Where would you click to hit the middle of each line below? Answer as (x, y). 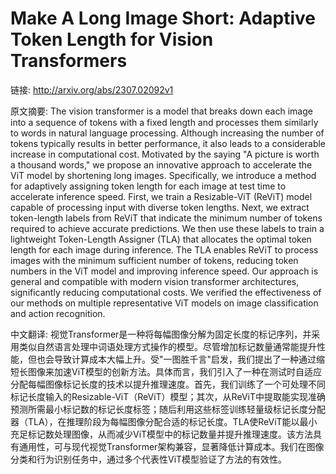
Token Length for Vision (112, 39)
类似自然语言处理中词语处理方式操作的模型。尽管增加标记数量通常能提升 (167, 346)
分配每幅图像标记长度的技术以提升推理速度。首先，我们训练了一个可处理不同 (168, 384)
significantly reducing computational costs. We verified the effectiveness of (166, 292)
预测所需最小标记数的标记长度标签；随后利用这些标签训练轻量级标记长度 (159, 409)
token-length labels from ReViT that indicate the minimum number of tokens (166, 218)
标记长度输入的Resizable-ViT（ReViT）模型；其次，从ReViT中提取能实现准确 (168, 396)
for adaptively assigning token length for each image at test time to (148, 186)
